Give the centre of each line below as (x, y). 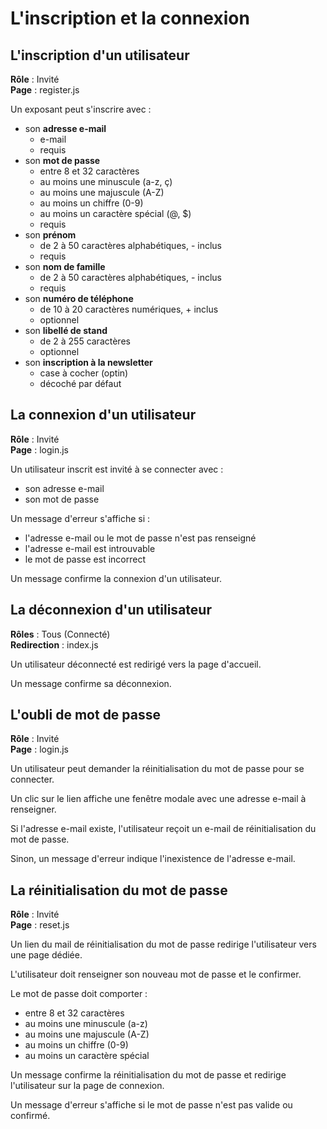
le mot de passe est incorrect (85, 559)
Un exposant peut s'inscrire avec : (81, 109)
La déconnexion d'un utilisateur (111, 610)
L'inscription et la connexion (130, 18)
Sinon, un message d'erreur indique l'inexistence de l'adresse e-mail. (153, 859)
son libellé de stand (66, 330)
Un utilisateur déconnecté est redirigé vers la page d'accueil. (136, 664)
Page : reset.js (40, 925)
